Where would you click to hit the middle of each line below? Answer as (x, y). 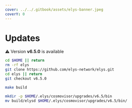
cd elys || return (24, 74)
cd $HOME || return (25, 61)
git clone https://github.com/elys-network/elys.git (60, 70)
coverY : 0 (15, 14)
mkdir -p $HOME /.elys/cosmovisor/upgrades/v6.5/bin (58, 96)
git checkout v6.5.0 (26, 78)
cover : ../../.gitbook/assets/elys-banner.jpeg (54, 9)
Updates (23, 38)
